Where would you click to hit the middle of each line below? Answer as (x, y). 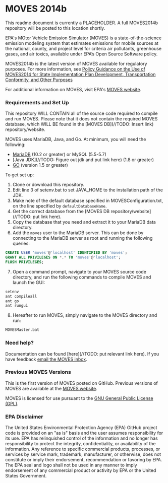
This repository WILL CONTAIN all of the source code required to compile (81, 113)
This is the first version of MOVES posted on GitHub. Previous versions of (81, 383)
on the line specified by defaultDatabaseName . (60, 206)
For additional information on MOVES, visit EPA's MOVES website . (73, 89)
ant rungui (17, 306)
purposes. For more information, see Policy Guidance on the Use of (75, 69)
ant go (12, 301)
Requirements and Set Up (37, 102)
